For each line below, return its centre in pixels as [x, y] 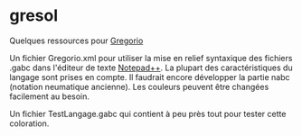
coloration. [29, 123]
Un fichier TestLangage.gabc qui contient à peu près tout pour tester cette [148, 113]
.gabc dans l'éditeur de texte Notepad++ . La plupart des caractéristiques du [151, 68]
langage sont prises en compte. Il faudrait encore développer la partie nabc [150, 77]
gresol [34, 16]
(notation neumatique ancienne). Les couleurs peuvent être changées [139, 86]
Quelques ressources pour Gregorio [76, 41]
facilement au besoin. [50, 96]
